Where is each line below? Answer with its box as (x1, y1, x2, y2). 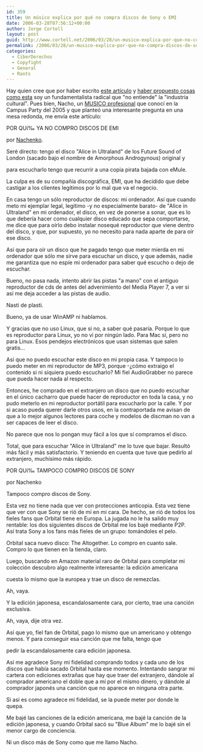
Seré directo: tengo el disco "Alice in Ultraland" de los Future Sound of (6, 148, 181, 155)
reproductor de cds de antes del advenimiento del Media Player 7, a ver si (6, 283, 189, 291)
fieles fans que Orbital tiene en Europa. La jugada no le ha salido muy (6, 515, 179, 522)
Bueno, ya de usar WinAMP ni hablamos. (6, 313, 108, 321)
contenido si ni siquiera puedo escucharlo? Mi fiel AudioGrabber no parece (6, 369, 193, 376)
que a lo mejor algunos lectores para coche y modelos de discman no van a (6, 413, 195, 420)
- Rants (11, 71, 31, 77)
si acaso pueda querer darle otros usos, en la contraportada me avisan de (6, 406, 190, 414)
